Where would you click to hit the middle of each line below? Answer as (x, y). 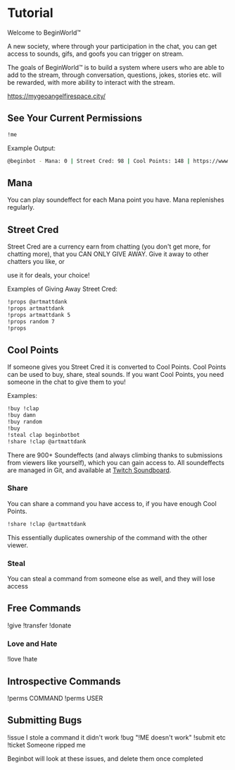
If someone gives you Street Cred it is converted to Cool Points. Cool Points (117, 367)
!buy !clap (23, 409)
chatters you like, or (36, 262)
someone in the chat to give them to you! (66, 382)
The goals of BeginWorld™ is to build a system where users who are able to (116, 67)
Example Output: (32, 148)
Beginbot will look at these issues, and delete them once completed (105, 758)
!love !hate (23, 659)
